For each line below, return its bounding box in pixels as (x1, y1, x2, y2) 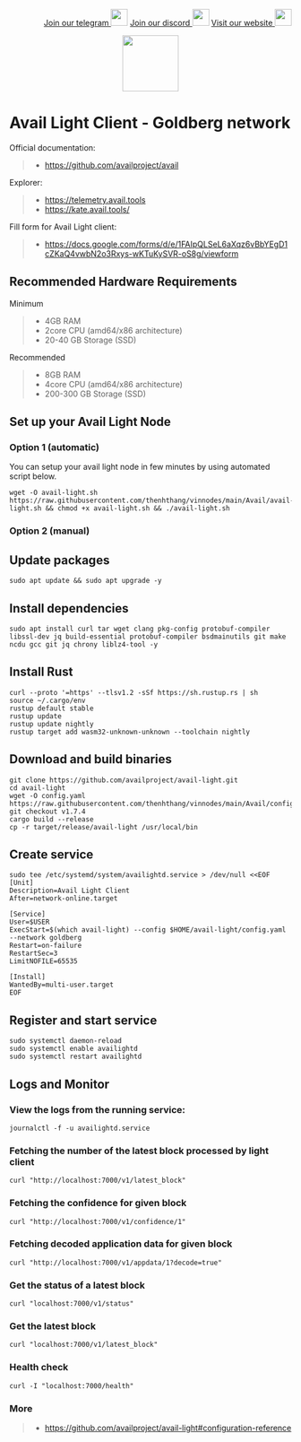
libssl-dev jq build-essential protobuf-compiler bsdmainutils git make (9, 632, 287, 641)
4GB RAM (44, 315, 82, 326)
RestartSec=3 (9, 949, 58, 959)
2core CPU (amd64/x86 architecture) (44, 325, 183, 335)
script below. (9, 471, 56, 482)
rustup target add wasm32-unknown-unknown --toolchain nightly (9, 727, 251, 736)
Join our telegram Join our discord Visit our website (43, 18, 273, 28)
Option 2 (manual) (9, 525, 90, 537)
